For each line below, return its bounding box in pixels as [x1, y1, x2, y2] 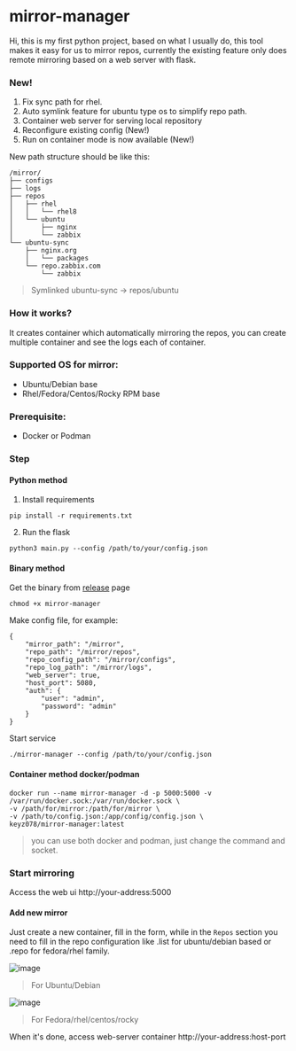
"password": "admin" [41, 702, 117, 711]
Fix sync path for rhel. [21, 97, 103, 107]
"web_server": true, [25, 671, 101, 680]
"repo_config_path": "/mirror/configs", [25, 656, 176, 665]
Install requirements [21, 494, 95, 505]
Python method [9, 474, 68, 485]
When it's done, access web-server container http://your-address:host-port [9, 1032, 286, 1042]
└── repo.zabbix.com [25, 261, 101, 271]
